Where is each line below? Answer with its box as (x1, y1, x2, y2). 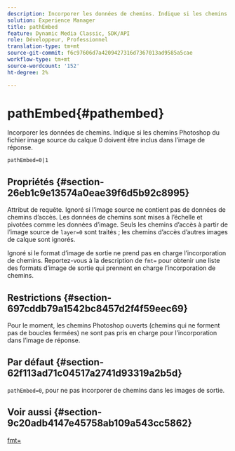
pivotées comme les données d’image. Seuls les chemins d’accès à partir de (7, 220, 228, 229)
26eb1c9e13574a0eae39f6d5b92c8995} (7, 187, 190, 198)
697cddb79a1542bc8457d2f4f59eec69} (7, 302, 188, 314)
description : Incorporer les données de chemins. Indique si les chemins (7, 10, 228, 18)
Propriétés (7, 176, 55, 188)
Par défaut (7, 356, 54, 368)
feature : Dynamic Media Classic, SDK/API (7, 29, 130, 37)
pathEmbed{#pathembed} (7, 105, 165, 121)
